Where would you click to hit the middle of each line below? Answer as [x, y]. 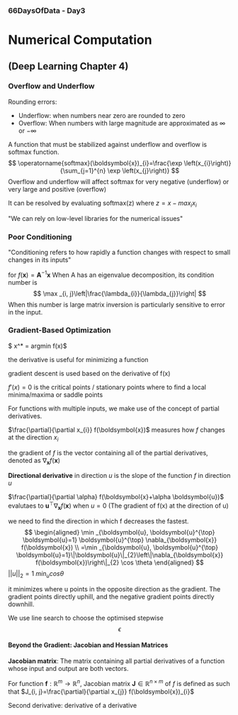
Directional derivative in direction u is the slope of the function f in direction [119, 476]
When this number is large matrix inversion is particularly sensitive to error [117, 305]
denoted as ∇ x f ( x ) [34, 461]
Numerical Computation [80, 40]
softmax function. [34, 152]
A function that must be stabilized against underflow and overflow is [108, 144]
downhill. [21, 604]
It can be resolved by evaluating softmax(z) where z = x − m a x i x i [102, 203]
